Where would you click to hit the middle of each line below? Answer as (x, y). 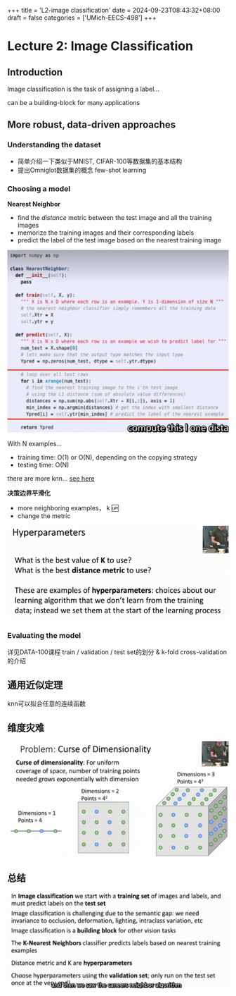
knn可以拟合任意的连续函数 (47, 703)
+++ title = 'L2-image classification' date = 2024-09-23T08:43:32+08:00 (114, 10)
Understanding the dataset (54, 145)
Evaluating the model (44, 636)
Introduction (35, 72)
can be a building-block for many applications (74, 103)
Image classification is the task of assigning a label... (84, 89)
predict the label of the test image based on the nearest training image (119, 240)
